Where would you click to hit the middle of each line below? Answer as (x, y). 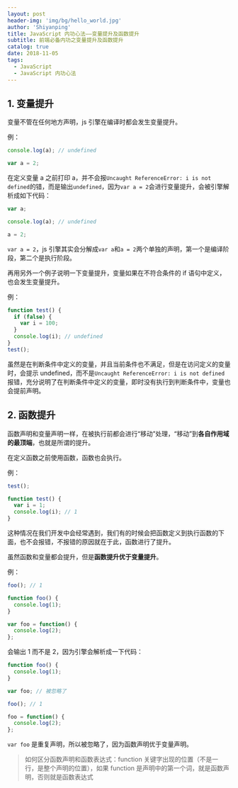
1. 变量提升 (31, 103)
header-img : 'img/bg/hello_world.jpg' (64, 21)
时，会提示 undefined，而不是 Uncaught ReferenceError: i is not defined (116, 373)
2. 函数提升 (32, 415)
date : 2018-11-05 (33, 54)
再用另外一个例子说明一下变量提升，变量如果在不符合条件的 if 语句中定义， (117, 273)
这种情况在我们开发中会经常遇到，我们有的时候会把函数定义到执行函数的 (113, 533)
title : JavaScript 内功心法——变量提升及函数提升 (73, 34)
